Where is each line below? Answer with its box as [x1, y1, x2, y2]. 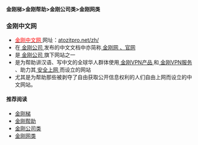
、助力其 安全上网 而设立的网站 [14, 66, 91, 73]
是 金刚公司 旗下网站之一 [14, 51, 76, 58]
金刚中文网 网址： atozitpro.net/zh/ [14, 36, 99, 43]
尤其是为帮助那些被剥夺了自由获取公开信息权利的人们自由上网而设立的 [14, 73, 187, 80]
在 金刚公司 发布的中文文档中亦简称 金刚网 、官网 [14, 43, 136, 51]
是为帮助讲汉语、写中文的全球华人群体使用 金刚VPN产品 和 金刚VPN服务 [14, 58, 192, 65]
